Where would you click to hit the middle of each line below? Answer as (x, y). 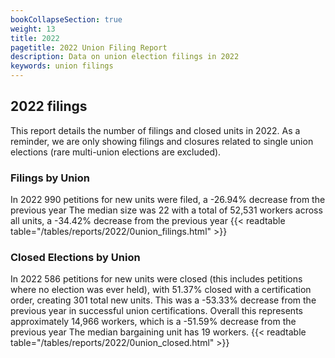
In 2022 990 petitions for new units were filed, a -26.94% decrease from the (168, 200)
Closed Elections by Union (75, 258)
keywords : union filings (62, 66)
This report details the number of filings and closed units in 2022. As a (155, 130)
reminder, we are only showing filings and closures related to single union (162, 141)
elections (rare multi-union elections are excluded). (116, 152)
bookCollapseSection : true (66, 19)
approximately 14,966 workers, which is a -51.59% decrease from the (153, 322)
